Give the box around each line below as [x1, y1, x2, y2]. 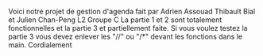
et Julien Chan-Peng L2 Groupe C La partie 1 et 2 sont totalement [8, 15, 222, 24]
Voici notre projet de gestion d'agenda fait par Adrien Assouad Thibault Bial [8, 7, 256, 16]
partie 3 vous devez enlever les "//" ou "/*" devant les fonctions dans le [8, 32, 243, 41]
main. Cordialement [8, 40, 73, 50]
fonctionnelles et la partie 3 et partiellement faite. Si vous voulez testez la [8, 24, 248, 32]
